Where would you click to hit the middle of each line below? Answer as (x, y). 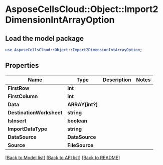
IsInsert (17, 120)
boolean (77, 120)
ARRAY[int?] (83, 104)
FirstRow (19, 88)
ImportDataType (28, 129)
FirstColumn (23, 96)
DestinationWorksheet (35, 112)
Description (117, 80)
